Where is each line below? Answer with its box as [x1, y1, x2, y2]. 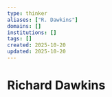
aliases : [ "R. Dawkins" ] [7, 16, 78, 23]
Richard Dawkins [7, 78, 106, 93]
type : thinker [7, 10, 48, 17]
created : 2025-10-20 [7, 42, 67, 48]
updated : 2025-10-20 [7, 48, 67, 55]
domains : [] [7, 23, 41, 29]
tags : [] [7, 36, 32, 42]
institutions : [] [7, 29, 57, 36]
